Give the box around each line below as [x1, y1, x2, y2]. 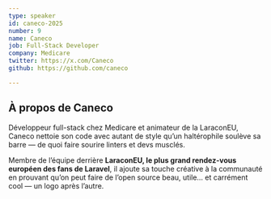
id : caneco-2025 [8, 19, 63, 27]
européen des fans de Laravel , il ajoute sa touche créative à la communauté [8, 164, 263, 173]
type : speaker [8, 11, 57, 20]
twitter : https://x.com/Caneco [8, 57, 114, 65]
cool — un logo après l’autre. [8, 180, 104, 190]
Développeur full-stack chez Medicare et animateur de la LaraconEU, [8, 122, 239, 132]
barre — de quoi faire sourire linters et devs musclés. [8, 139, 186, 149]
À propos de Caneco [8, 102, 113, 115]
